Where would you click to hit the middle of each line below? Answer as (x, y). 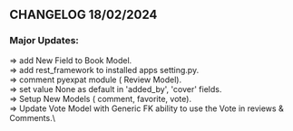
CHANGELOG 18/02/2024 (83, 15)
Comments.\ (33, 117)
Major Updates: (44, 41)
